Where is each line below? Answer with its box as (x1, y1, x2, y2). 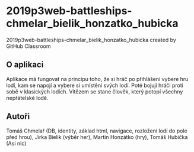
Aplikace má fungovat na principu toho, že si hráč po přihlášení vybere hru (6, 75, 189, 82)
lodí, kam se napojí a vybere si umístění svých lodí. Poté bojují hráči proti (6, 82, 184, 89)
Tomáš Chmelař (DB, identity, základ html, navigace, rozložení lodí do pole (6, 127, 188, 134)
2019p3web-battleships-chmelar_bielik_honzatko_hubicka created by (6, 36, 176, 43)
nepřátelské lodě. (6, 94, 49, 101)
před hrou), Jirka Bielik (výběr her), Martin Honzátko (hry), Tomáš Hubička (6, 133, 188, 140)
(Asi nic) (6, 140, 27, 147)
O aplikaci (6, 60, 44, 70)
